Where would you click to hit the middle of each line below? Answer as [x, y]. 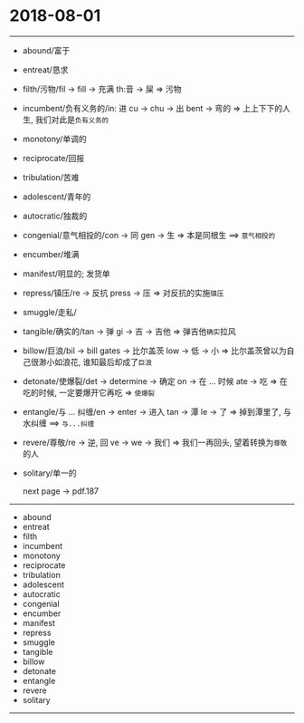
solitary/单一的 [49, 473]
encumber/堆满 [51, 254]
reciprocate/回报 [53, 158]
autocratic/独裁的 [55, 216]
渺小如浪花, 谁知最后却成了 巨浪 [95, 361]
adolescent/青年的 [57, 197]
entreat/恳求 [45, 70]
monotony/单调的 [55, 139]
